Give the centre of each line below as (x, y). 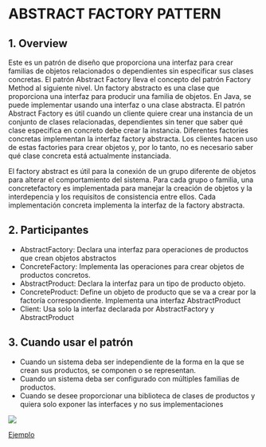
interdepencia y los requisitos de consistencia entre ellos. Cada (112, 197)
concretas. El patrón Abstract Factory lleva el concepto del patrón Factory (129, 79)
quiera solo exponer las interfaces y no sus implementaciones (121, 404)
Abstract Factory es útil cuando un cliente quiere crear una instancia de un (131, 113)
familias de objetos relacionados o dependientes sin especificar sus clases (131, 71)
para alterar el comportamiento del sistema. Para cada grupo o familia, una (131, 180)
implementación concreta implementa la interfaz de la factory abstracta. (127, 205)
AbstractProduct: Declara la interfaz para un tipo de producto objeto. (133, 283)
